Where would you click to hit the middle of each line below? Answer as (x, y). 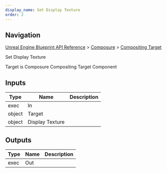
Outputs (18, 140)
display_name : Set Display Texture (43, 10)
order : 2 (14, 15)
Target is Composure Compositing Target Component (61, 67)
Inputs (16, 83)
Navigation (23, 35)
